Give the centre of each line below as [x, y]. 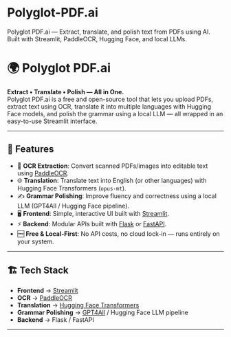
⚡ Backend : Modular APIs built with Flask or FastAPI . [92, 224]
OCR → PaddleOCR [44, 298]
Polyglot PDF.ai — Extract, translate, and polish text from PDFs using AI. [109, 32]
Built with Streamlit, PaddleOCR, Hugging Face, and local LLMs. [97, 39]
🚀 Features [31, 149]
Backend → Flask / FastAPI [55, 319]
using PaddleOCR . [43, 173]
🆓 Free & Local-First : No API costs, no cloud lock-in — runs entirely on [118, 233]
